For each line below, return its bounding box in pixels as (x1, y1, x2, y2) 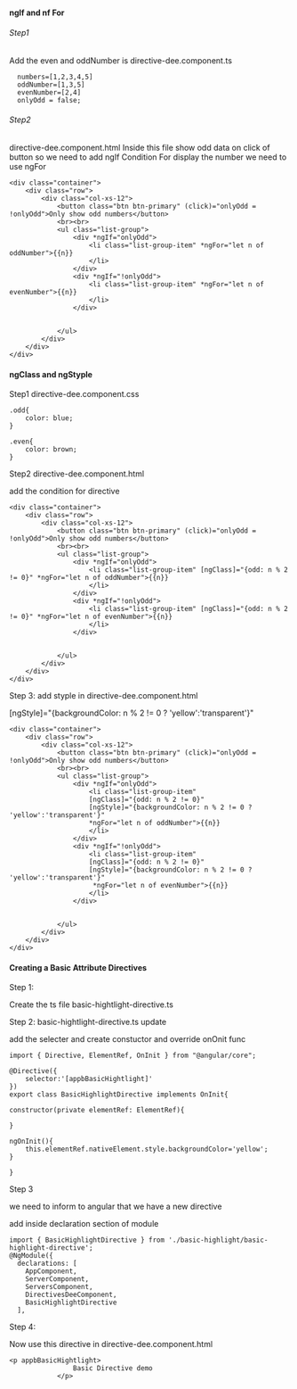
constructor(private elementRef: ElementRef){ (9, 1106, 185, 1115)
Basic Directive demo (72, 1364, 153, 1373)
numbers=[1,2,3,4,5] (17, 72, 93, 81)
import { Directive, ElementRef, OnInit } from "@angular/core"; (9, 1051, 256, 1061)
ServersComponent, (25, 1283, 93, 1292)
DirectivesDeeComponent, (25, 1290, 117, 1300)
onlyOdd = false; (17, 95, 82, 104)
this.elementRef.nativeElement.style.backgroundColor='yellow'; (25, 1145, 269, 1154)
